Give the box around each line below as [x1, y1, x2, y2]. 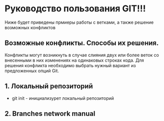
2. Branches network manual [4, 109, 96, 118]
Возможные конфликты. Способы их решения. [4, 39, 159, 47]
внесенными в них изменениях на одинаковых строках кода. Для [4, 57, 144, 63]
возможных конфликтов [4, 24, 55, 30]
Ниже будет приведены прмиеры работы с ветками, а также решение [4, 19, 154, 25]
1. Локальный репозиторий [4, 82, 93, 90]
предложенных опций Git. [4, 68, 59, 74]
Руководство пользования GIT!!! [4, 3, 146, 14]
